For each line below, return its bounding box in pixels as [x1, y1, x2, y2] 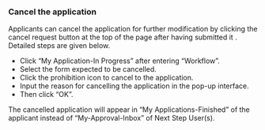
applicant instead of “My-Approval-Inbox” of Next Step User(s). [8, 113, 215, 123]
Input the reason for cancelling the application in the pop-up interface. [19, 81, 249, 91]
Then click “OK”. [19, 90, 74, 99]
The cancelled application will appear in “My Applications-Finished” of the [8, 105, 251, 114]
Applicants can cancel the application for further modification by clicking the [8, 24, 258, 34]
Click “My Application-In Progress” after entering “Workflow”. [19, 56, 220, 65]
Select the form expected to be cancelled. [19, 65, 157, 74]
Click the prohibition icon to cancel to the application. [19, 73, 194, 83]
